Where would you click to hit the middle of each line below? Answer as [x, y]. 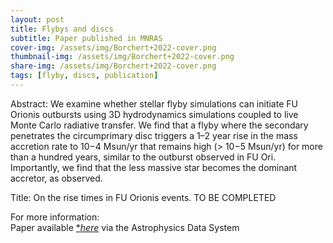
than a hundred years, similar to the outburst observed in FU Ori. [143, 157]
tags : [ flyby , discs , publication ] [84, 76]
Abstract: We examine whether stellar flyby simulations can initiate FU [154, 103]
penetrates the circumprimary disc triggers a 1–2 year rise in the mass [154, 135]
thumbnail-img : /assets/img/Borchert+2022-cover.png [122, 57]
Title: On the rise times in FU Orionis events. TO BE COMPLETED [143, 197]
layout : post [37, 19]
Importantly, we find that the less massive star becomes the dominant [154, 167]
